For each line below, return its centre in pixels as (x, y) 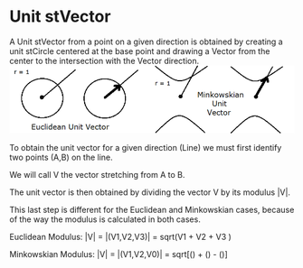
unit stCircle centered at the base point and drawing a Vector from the (140, 51)
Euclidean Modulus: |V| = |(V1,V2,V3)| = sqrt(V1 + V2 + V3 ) (121, 236)
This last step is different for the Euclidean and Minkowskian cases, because (152, 209)
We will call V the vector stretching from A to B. (97, 174)
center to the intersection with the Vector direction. (104, 60)
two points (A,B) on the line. (61, 157)
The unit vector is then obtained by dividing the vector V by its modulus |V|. (150, 192)
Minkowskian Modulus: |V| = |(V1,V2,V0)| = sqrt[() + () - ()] (118, 254)
